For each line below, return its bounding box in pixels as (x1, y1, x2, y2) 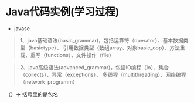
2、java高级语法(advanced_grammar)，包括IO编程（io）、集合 (19, 63, 169, 70)
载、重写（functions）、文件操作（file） (19, 51, 115, 58)
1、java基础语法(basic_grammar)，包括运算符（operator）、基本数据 (19, 37, 183, 44)
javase (13, 24, 30, 32)
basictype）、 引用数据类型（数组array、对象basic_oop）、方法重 (30, 44, 185, 51)
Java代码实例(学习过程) (5, 5, 120, 19)
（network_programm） (19, 78, 78, 85)
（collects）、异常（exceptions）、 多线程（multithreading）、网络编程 (19, 71, 186, 78)
